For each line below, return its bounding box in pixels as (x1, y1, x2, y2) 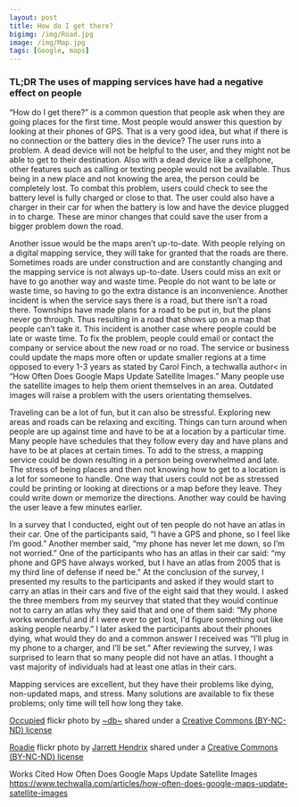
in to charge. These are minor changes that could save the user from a (9, 212, 269, 222)
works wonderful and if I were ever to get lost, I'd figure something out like (9, 614, 284, 625)
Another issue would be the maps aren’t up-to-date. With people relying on (9, 238, 286, 249)
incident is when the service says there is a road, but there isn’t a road (9, 295, 268, 306)
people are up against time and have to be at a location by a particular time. (9, 426, 287, 437)
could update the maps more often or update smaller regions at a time (9, 352, 266, 362)
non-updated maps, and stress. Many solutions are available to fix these (9, 688, 275, 699)
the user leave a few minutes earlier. (9, 502, 143, 513)
